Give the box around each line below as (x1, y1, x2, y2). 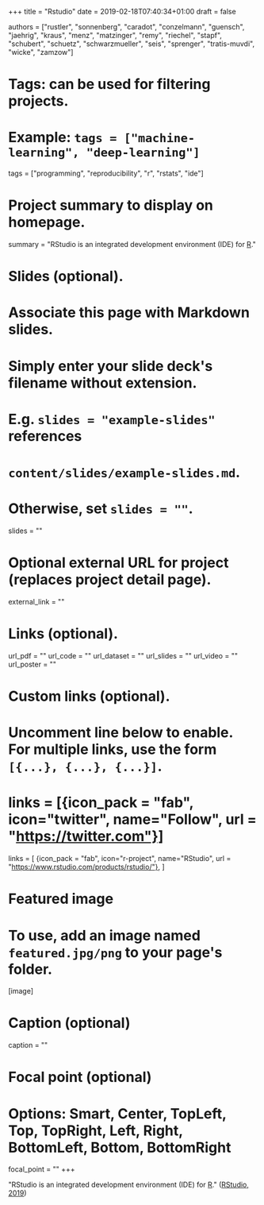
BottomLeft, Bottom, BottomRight (8, 1138, 231, 1157)
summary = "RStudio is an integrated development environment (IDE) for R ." (8, 240, 256, 249)
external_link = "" (8, 597, 65, 606)
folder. (8, 960, 53, 978)
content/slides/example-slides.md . (8, 464, 240, 481)
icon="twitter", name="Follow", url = (8, 810, 257, 828)
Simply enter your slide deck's (8, 357, 213, 375)
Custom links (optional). (8, 687, 170, 705)
